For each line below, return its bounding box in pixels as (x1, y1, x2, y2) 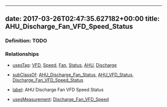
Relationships (5, 51, 39, 58)
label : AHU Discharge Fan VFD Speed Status (12, 87, 104, 93)
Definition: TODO (5, 37, 47, 44)
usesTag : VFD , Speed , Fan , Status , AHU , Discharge (12, 62, 117, 68)
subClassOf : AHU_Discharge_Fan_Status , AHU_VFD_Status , (12, 72, 134, 78)
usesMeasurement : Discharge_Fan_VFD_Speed (12, 96, 109, 102)
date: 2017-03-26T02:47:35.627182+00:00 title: (5, 14, 160, 23)
